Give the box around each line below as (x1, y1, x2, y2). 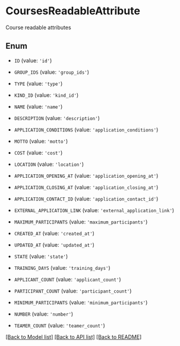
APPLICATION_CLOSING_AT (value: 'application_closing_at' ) (14, 183, 159, 191)
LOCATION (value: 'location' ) (14, 161, 84, 168)
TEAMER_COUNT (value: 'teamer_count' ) (14, 322, 105, 329)
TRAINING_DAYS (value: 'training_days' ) (14, 264, 110, 271)
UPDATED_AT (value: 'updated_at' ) (14, 241, 94, 248)
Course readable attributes (5, 24, 72, 31)
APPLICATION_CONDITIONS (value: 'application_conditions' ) (14, 126, 159, 133)
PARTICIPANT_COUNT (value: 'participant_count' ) (14, 287, 132, 294)
